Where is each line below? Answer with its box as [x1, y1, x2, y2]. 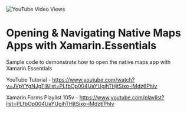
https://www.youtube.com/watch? [52, 76, 135, 83]
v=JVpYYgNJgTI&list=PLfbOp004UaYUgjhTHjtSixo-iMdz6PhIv [6, 82, 158, 89]
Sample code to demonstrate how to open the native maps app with [6, 58, 171, 65]
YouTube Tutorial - [6, 76, 51, 83]
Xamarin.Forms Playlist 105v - [6, 93, 78, 101]
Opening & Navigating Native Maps [6, 27, 181, 40]
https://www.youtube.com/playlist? [79, 93, 165, 101]
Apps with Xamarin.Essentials [6, 39, 157, 53]
